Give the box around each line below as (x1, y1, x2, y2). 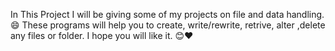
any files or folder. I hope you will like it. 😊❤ (10, 30, 194, 41)
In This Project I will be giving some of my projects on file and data (10, 9, 285, 20)
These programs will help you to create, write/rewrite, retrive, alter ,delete (21, 19, 326, 31)
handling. (286, 9, 325, 20)
